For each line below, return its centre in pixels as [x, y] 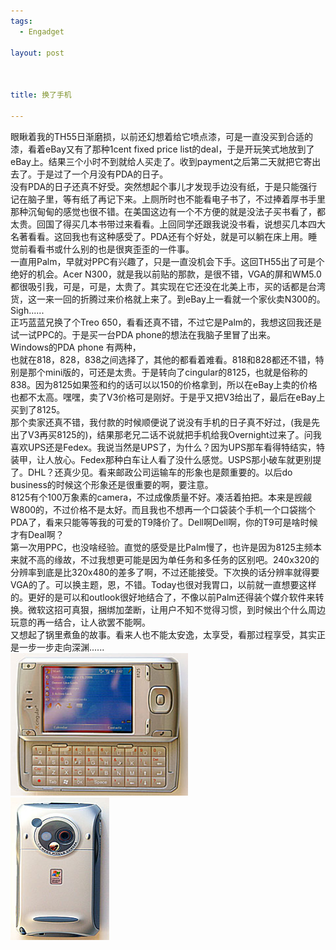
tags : [21, 21]
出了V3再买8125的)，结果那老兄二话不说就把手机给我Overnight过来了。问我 [166, 434]
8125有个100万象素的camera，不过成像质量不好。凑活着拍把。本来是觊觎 [161, 497]
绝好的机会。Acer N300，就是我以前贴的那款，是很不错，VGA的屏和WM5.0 [166, 274]
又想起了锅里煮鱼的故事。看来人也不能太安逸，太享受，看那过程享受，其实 [163, 634]
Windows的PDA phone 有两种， [76, 347]
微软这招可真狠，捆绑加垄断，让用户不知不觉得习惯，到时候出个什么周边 [176, 609]
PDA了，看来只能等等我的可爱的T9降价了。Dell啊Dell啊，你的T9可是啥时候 [164, 522]
